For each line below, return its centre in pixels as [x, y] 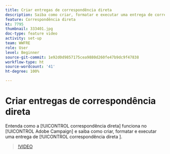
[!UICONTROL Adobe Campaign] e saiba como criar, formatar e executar [81, 131]
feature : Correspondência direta [40, 19]
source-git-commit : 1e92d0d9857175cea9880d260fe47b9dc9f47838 [72, 57]
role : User [17, 48]
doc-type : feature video [31, 34]
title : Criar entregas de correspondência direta [59, 10]
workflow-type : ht [25, 62]
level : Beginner [22, 52]
